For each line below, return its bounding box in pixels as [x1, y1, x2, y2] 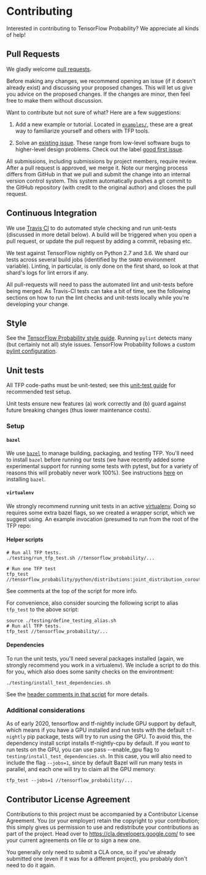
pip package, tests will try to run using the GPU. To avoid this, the [27, 733, 192, 740]
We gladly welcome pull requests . [6, 65, 92, 73]
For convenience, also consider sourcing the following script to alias [6, 599, 179, 606]
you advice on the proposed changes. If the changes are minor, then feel [6, 90, 190, 98]
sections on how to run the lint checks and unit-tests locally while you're [6, 294, 189, 301]
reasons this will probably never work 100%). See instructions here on [6, 469, 183, 477]
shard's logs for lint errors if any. [6, 269, 89, 276]
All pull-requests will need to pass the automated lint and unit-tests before [6, 281, 194, 288]
